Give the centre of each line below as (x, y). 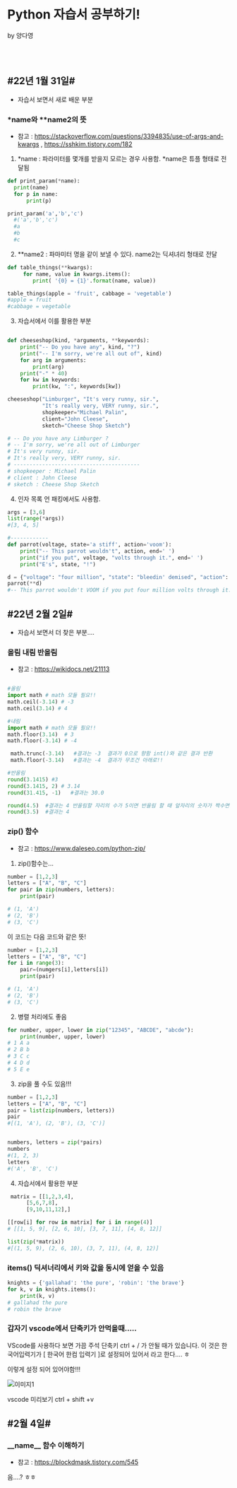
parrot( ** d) (25, 584)
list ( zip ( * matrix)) (36, 1241)
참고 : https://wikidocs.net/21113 (63, 669)
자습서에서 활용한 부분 (48, 1183)
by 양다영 (20, 35)
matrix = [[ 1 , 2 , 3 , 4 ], (42, 1196)
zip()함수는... (36, 863)
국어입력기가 (25, 1354)
